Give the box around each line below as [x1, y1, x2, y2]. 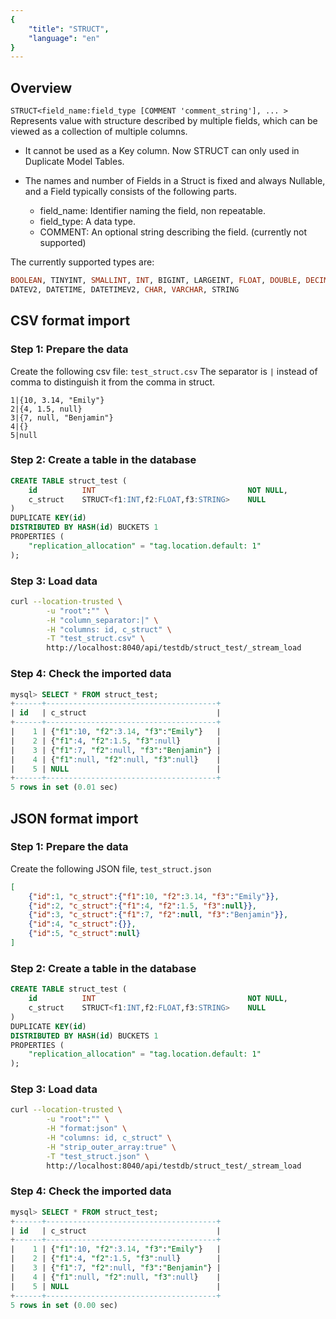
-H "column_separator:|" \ [46, 615, 159, 625]
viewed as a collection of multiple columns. [10, 126, 188, 138]
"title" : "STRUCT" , [28, 24, 110, 34]
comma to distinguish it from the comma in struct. [10, 376, 216, 388]
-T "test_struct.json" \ [46, 1151, 150, 1161]
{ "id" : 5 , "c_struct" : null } [28, 929, 141, 939]
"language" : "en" [28, 33, 101, 43]
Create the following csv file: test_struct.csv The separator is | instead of [10, 365, 318, 377]
